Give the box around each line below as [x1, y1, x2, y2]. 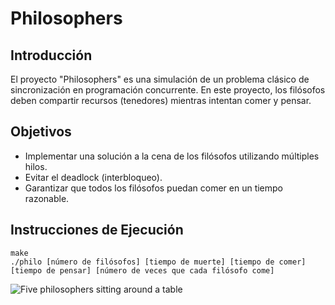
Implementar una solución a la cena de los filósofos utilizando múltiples [24, 150, 320, 162]
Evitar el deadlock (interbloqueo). [24, 171, 163, 183]
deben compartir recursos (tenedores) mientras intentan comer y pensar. [10, 95, 312, 106]
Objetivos [10, 123, 72, 141]
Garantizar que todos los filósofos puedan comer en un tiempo [24, 182, 284, 194]
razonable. [24, 192, 70, 204]
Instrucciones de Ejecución [10, 222, 184, 239]
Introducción [10, 47, 93, 64]
